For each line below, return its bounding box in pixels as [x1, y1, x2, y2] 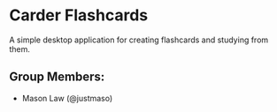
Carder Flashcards [9, 5, 149, 26]
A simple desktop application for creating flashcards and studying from [9, 34, 269, 45]
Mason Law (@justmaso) [21, 93, 113, 103]
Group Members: [9, 70, 105, 85]
